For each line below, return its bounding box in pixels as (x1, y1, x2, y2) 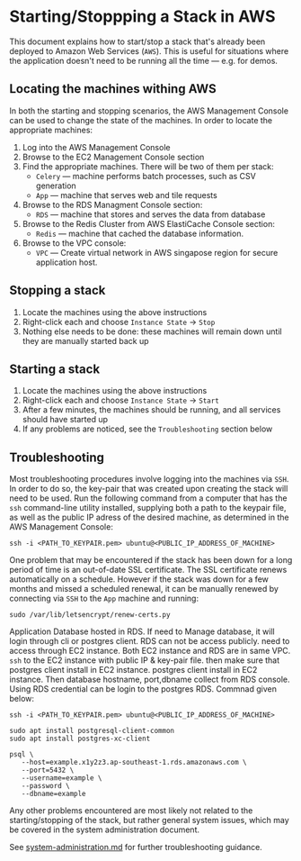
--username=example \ (21, 774, 102, 783)
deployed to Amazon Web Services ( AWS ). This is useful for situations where (9, 45, 289, 56)
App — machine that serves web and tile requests (35, 189, 217, 200)
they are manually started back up (22, 335, 150, 346)
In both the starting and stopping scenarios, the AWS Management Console (9, 105, 289, 116)
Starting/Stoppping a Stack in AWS (9, 6, 276, 27)
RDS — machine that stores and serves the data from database (35, 209, 266, 220)
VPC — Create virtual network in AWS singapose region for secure (35, 247, 279, 258)
